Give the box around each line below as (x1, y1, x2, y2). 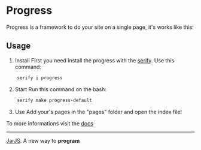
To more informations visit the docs (6, 119, 94, 127)
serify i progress (17, 74, 63, 81)
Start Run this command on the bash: (14, 85, 106, 93)
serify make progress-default (17, 97, 93, 103)
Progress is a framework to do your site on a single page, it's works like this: (6, 23, 194, 31)
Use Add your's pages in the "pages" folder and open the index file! (14, 108, 182, 115)
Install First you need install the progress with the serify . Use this (14, 56, 175, 64)
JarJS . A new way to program (6, 137, 80, 144)
